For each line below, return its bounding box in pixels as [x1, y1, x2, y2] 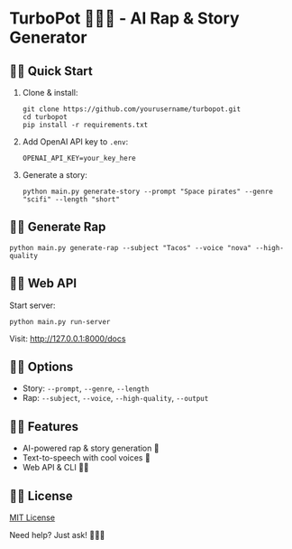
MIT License [9, 512, 56, 523]
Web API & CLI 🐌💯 [22, 462, 90, 473]
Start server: [9, 300, 56, 311]
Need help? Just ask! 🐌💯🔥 [9, 530, 105, 541]
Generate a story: [22, 170, 87, 180]
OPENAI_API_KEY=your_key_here [22, 154, 137, 163]
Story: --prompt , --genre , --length [22, 383, 150, 394]
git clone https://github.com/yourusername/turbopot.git [22, 105, 242, 114]
